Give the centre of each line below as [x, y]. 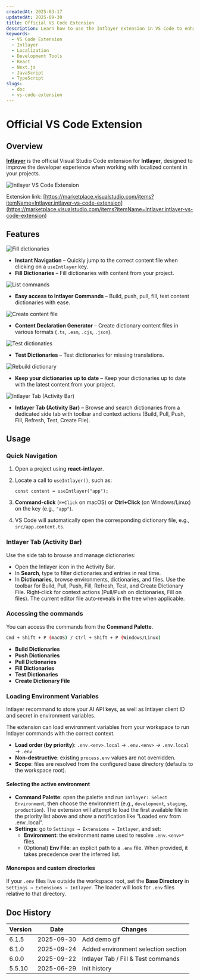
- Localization [30, 51]
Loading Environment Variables [53, 696]
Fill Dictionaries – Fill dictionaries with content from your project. [94, 273]
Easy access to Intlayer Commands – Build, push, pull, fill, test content [102, 296]
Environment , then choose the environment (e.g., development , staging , [101, 803]
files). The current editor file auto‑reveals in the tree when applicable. [100, 598]
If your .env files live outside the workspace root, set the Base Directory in [98, 881]
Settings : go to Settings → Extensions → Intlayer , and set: [88, 829]
